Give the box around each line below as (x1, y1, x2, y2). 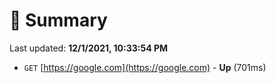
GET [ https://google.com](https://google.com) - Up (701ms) (23, 61, 267, 73)
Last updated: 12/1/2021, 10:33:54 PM (9, 42, 169, 54)
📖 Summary (9, 9, 108, 32)
